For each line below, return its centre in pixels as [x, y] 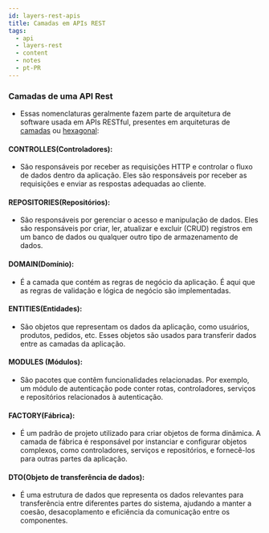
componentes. [44, 521]
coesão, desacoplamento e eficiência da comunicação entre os [125, 512]
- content [32, 53]
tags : [17, 31]
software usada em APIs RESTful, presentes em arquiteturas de [125, 122]
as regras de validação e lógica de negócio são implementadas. [125, 291]
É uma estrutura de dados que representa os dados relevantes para [132, 495]
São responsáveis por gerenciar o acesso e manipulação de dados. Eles [139, 220]
